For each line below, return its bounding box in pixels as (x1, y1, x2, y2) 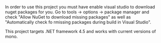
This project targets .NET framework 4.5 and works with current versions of (5, 29, 156, 34)
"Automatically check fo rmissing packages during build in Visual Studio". (5, 19, 151, 25)
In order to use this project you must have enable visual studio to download (5, 4, 155, 10)
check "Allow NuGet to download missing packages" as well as (5, 14, 131, 20)
